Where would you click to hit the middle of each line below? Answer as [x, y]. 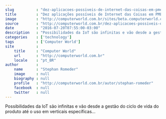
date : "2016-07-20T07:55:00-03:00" [53, 28]
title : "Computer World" [45, 51]
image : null [32, 74]
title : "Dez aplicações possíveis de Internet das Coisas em [79, 14]
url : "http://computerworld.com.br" [60, 56]
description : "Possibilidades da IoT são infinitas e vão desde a [78, 33]
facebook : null [32, 88]
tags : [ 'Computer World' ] [43, 42]
